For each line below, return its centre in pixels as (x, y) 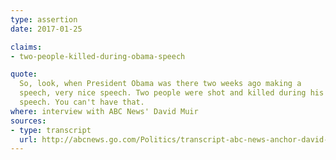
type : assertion (44, 19)
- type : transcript (51, 130)
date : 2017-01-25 (46, 29)
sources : (28, 121)
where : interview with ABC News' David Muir (104, 111)
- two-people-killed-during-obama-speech (98, 56)
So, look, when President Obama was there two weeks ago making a (160, 84)
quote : (24, 74)
